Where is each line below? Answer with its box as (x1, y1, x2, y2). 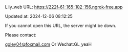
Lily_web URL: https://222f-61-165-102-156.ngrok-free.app (5, 4, 123, 10)
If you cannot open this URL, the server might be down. (5, 23, 116, 28)
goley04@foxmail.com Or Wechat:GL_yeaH (5, 41, 92, 47)
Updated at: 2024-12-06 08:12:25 (5, 13, 73, 19)
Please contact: (5, 32, 37, 38)
